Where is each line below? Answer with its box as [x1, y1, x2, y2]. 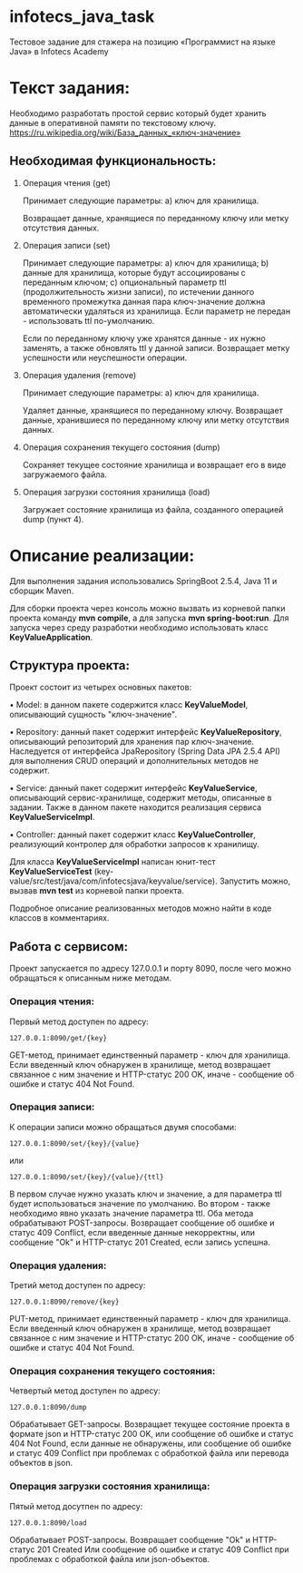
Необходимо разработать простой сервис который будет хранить [9, 107, 267, 119]
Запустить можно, [219, 875, 291, 886]
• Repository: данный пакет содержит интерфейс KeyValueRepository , [9, 727, 282, 738]
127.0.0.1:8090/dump [9, 1403, 88, 1412]
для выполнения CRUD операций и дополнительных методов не [9, 756, 259, 767]
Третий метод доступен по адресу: [9, 1280, 146, 1291]
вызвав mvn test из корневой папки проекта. [9, 885, 184, 896]
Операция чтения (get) [22, 177, 112, 188]
